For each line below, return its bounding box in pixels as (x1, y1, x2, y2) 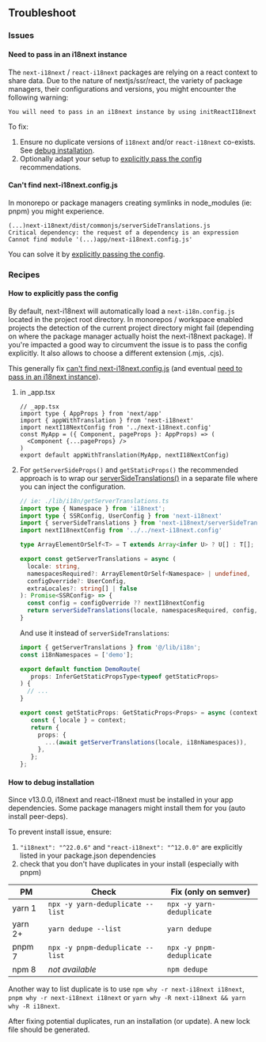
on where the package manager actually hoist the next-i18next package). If (8, 332, 253, 341)
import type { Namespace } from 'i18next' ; (19, 504, 166, 513)
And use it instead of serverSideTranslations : (19, 628, 170, 638)
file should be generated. (8, 1025, 90, 1035)
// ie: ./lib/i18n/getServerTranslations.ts (19, 497, 169, 505)
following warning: (8, 93, 69, 102)
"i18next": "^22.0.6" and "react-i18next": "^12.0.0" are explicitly (19, 843, 243, 852)
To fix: (8, 122, 29, 131)
